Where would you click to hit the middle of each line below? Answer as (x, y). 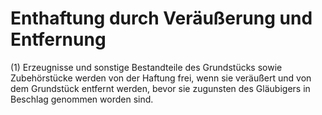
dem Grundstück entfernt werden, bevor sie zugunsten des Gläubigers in (160, 88)
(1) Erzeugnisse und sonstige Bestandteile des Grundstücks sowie (146, 67)
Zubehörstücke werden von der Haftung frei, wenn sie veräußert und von (161, 78)
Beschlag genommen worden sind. (82, 99)
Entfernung (58, 39)
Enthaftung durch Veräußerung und (161, 18)
